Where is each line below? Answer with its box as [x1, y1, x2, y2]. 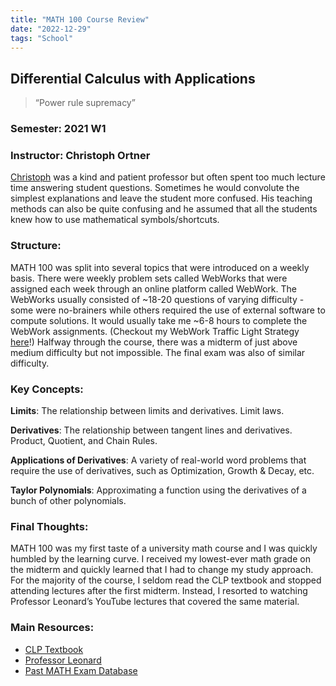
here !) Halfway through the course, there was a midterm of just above [10, 336, 298, 348]
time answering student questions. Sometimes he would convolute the [10, 182, 300, 194]
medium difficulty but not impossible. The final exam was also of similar [10, 346, 306, 358]
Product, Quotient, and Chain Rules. [10, 435, 158, 446]
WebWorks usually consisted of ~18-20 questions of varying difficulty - [10, 293, 305, 305]
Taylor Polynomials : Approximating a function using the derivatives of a [10, 484, 307, 496]
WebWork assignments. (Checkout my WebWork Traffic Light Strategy [10, 325, 300, 337]
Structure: [10, 239, 62, 253]
